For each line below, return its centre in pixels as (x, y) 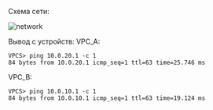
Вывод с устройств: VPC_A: (54, 41)
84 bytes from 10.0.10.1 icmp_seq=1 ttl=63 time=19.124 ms (107, 98)
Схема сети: (29, 11)
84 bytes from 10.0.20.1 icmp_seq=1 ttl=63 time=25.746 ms (107, 62)
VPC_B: (20, 77)
